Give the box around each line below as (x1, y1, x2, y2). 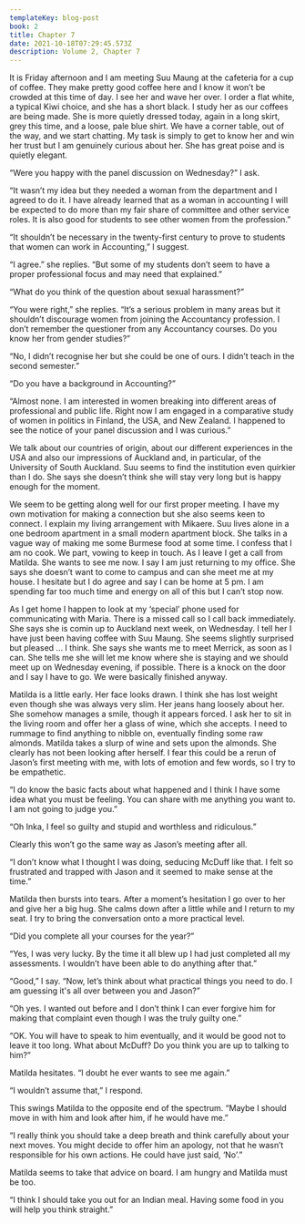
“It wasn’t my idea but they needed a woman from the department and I (9, 185, 278, 196)
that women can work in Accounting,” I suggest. (9, 242, 189, 252)
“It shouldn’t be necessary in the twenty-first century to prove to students (9, 231, 286, 242)
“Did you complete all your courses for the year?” (9, 931, 195, 941)
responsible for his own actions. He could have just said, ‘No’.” (9, 1149, 243, 1160)
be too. (9, 1177, 36, 1188)
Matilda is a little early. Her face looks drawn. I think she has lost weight (9, 689, 278, 700)
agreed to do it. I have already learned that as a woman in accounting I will (9, 195, 289, 206)
